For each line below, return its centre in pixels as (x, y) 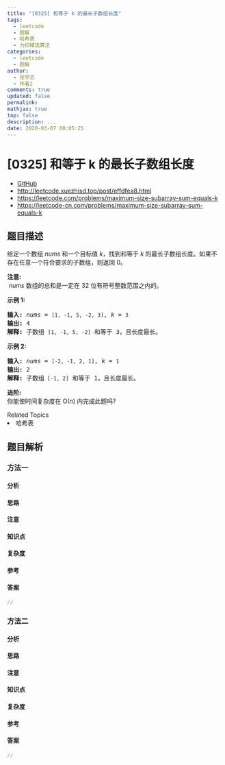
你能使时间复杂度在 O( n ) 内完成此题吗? (62, 401)
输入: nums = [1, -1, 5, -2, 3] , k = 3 (68, 315)
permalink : (23, 103)
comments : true (29, 90)
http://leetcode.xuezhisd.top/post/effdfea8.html (84, 191)
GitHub (27, 184)
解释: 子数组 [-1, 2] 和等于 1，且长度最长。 (74, 378)
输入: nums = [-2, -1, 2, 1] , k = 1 (63, 361)
